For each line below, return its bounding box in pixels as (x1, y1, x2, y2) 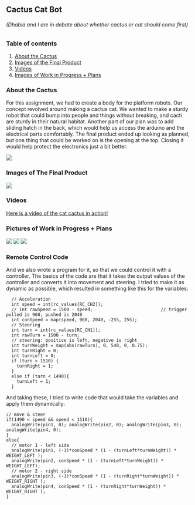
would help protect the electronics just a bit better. (6, 143, 128, 150)
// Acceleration (11, 297, 51, 302)
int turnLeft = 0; (11, 353, 57, 359)
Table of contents (6, 39, 57, 48)
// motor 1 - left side (11, 443, 69, 449)
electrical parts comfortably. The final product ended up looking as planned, (6, 130, 190, 137)
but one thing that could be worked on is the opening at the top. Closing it (6, 137, 184, 144)
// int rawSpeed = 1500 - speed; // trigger (11, 307, 187, 313)
